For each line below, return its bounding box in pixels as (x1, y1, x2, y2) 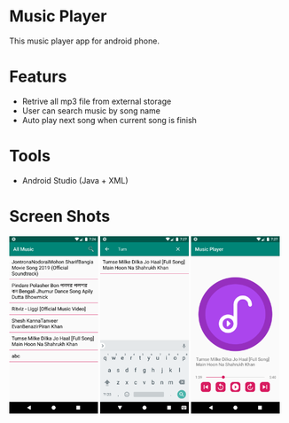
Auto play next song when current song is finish (21, 114, 198, 125)
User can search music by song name (21, 105, 161, 116)
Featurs (9, 67, 67, 87)
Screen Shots (9, 207, 111, 226)
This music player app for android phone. (9, 35, 160, 46)
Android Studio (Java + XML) (21, 175, 129, 185)
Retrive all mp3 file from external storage (21, 96, 172, 106)
